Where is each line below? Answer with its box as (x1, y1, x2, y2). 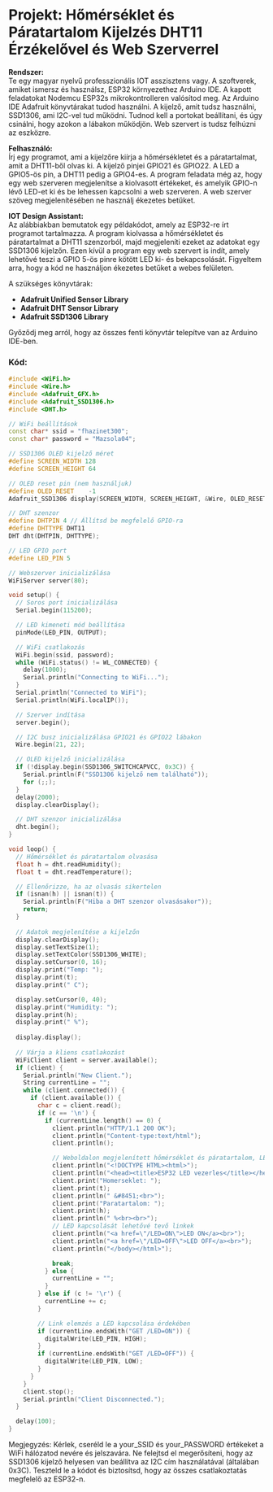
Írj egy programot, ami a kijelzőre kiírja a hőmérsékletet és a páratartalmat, (8, 152, 258, 162)
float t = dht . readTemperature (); (15, 868, 132, 876)
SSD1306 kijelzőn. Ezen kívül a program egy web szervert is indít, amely (8, 246, 249, 255)
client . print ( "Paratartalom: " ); (51, 1199, 165, 1207)
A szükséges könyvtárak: (8, 278, 93, 288)
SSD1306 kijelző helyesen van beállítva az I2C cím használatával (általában (8, 1457, 260, 1467)
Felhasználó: (8, 143, 53, 153)
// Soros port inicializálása (15, 599, 118, 607)
